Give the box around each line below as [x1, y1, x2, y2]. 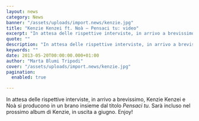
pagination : [6, 69, 36, 75]
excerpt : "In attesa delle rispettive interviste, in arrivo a [6, 31, 166, 37]
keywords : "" [6, 47, 38, 53]
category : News [6, 14, 44, 20]
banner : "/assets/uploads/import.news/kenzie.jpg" [6, 19, 134, 25]
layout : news [6, 8, 38, 15]
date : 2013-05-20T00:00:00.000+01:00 [6, 53, 99, 58]
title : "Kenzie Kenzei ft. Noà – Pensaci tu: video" [6, 25, 139, 31]
